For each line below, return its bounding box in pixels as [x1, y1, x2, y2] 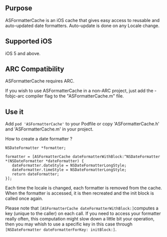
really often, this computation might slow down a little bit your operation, [5, 216, 154, 222]
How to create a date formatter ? [5, 136, 73, 142]
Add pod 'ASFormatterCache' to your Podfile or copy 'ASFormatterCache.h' [5, 121, 159, 127]
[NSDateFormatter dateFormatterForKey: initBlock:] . [5, 226, 117, 232]
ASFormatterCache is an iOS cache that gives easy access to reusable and [5, 17, 160, 23]
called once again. [5, 195, 44, 201]
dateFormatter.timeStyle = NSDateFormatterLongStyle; [12, 167, 127, 172]
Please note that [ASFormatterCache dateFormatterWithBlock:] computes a [5, 205, 159, 211]
